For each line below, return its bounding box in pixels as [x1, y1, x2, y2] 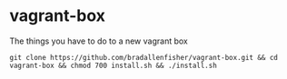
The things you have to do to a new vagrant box [9, 35, 188, 46]
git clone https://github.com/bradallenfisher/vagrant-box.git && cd [9, 53, 279, 62]
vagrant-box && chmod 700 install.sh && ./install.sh [9, 61, 218, 70]
